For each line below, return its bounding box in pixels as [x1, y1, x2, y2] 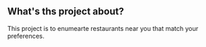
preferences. [7, 32, 44, 40]
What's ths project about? [7, 6, 125, 18]
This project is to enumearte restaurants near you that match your [7, 24, 199, 32]
